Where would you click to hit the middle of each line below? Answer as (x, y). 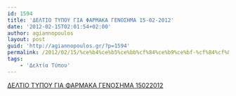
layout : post (26, 40)
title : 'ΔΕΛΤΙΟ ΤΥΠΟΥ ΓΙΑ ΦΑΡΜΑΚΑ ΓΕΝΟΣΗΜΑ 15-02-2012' (91, 20)
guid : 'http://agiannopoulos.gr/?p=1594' (69, 46)
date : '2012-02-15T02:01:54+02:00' (59, 26)
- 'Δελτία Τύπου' (45, 65)
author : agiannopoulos (40, 33)
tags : (15, 59)
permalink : (23, 53)
